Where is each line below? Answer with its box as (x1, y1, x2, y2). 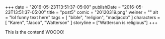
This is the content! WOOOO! (5, 29, 65, 35)
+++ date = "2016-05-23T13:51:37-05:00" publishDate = (5, 4, 121, 10)
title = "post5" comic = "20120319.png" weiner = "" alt (47, 9, 158, 15)
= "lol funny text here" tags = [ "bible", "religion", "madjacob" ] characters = (5, 15, 161, 20)
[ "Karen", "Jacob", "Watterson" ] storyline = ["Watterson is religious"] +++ (5, 19, 158, 25)
